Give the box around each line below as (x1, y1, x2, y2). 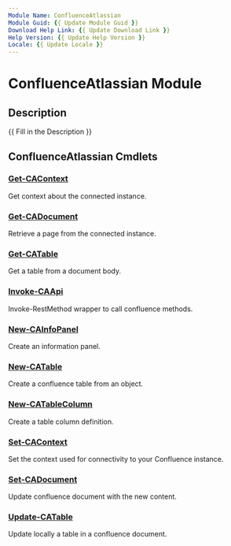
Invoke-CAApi (8, 286, 64, 297)
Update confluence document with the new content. (8, 492, 177, 501)
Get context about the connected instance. (8, 191, 147, 201)
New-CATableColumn (8, 399, 93, 410)
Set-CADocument (8, 474, 78, 485)
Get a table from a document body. (8, 266, 122, 276)
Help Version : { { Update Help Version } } (8, 33, 146, 42)
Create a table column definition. (8, 417, 114, 426)
